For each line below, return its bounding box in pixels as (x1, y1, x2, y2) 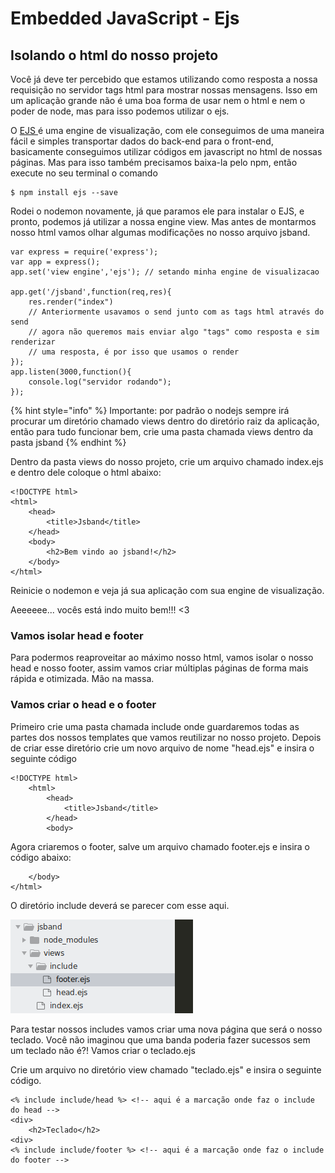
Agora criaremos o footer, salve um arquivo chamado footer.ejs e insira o (10, 840, 311, 852)
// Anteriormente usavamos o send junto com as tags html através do (28, 307, 325, 317)
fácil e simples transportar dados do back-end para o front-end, (10, 135, 274, 147)
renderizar (10, 337, 56, 347)
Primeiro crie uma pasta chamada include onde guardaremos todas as (10, 720, 300, 732)
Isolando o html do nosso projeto (10, 47, 219, 64)
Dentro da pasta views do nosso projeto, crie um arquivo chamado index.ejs (10, 456, 324, 467)
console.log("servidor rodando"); (28, 377, 172, 387)
